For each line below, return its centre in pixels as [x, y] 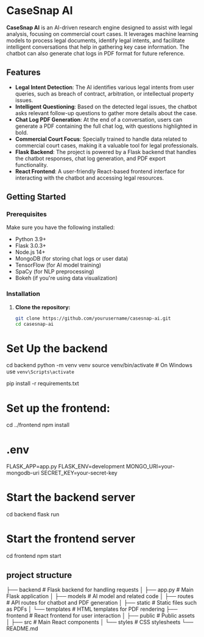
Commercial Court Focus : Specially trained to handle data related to [101, 139]
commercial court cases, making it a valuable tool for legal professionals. [107, 145]
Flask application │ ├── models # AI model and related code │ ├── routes [100, 596]
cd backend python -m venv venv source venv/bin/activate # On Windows [100, 365]
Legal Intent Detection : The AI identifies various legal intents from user [104, 87]
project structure [39, 575]
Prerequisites [26, 214]
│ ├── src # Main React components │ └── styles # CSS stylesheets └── [100, 622]
